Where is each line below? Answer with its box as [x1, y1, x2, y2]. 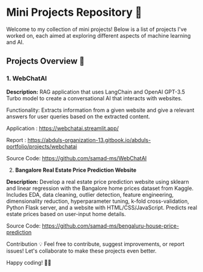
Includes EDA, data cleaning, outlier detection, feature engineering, [6, 191, 174, 198]
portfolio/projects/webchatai [6, 143, 78, 150]
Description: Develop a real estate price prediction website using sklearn [6, 178, 189, 185]
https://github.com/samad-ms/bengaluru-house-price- [42, 222, 179, 229]
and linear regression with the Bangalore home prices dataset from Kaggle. [6, 185, 194, 192]
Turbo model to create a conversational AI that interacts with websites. [6, 94, 183, 102]
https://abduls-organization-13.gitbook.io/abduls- [27, 136, 151, 143]
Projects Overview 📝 [6, 56, 85, 66]
